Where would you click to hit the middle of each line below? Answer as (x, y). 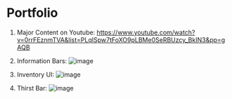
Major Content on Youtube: (56, 32)
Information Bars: (42, 60)
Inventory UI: (35, 74)
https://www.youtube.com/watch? (146, 32)
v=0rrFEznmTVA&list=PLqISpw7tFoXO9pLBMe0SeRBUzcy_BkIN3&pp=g (121, 39)
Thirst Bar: (32, 88)
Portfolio (32, 13)
